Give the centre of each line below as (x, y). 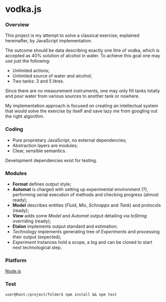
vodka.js (23, 9)
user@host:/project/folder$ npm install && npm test (61, 295)
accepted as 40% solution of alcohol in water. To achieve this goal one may (83, 56)
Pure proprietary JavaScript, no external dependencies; (70, 140)
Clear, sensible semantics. (39, 151)
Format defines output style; (42, 184)
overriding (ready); (32, 221)
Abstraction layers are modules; (45, 145)
